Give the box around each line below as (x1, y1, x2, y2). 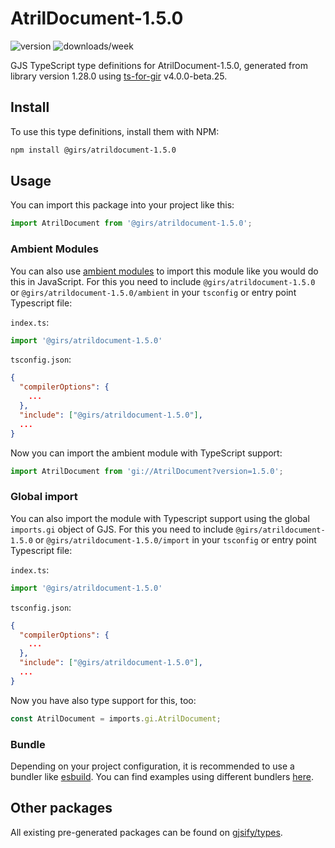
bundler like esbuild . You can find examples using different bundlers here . (10, 770, 315, 782)
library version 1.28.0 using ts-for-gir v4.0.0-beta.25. (10, 70, 228, 82)
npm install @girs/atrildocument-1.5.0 (10, 145, 177, 155)
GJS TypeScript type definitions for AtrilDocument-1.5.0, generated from (10, 59, 308, 71)
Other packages (10, 800, 113, 817)
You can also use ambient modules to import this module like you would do (10, 265, 319, 277)
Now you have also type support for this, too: (10, 694, 197, 706)
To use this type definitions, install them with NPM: (10, 125, 220, 137)
